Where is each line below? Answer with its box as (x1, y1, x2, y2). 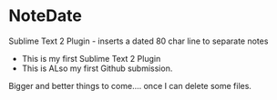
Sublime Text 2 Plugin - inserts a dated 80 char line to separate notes (8, 35, 269, 46)
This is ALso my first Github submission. (21, 63, 173, 74)
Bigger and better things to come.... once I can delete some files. (8, 80, 252, 91)
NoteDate (8, 5, 83, 26)
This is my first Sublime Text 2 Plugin (21, 53, 161, 64)
